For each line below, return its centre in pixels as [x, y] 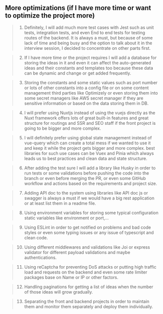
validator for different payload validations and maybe [77, 252]
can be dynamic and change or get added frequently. [78, 73]
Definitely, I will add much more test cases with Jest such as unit [89, 27]
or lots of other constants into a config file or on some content [87, 88]
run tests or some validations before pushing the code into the [87, 173]
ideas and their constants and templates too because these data [89, 68]
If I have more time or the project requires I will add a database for [90, 58]
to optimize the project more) [50, 16]
